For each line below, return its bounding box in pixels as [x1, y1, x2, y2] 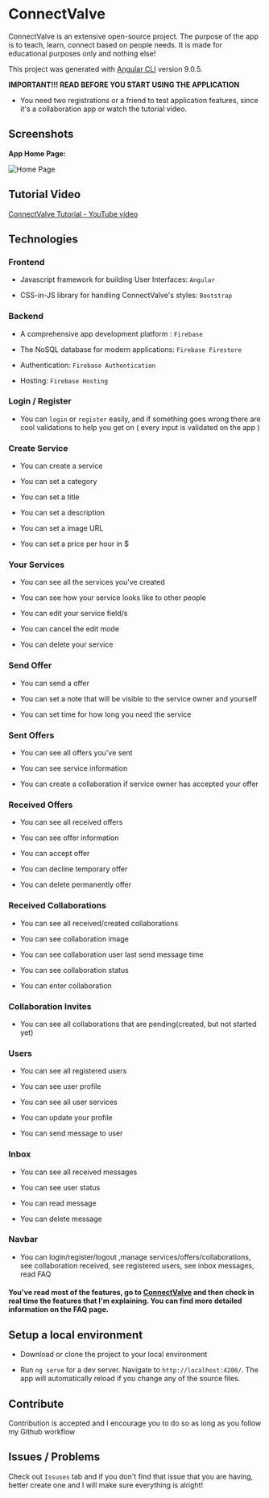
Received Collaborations [8, 900, 107, 911]
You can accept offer [19, 849, 90, 859]
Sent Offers [8, 730, 55, 741]
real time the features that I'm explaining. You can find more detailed [8, 1296, 242, 1306]
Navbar [8, 1234, 39, 1245]
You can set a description [19, 508, 106, 518]
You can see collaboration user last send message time [19, 950, 204, 959]
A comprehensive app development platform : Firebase [19, 329, 203, 338]
